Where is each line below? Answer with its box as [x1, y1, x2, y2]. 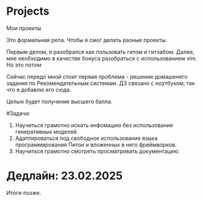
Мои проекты [6, 24, 41, 32]
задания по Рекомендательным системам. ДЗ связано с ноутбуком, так [6, 79, 195, 87]
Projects [6, 4, 50, 18]
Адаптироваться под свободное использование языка [15, 134, 158, 142]
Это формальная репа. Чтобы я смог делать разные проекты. [6, 36, 168, 43]
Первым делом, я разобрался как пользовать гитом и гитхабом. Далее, [6, 48, 195, 56]
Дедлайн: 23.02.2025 [6, 169, 123, 183]
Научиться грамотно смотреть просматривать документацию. [15, 147, 180, 155]
